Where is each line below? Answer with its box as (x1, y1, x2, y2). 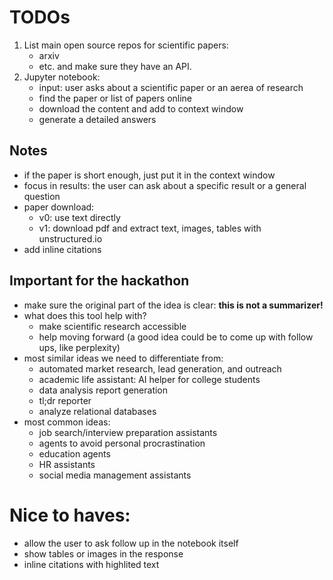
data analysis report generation (38, 384, 169, 396)
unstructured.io (38, 232, 103, 245)
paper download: (23, 201, 95, 213)
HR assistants (38, 458, 96, 470)
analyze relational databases (38, 405, 157, 417)
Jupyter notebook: (23, 71, 101, 83)
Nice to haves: (9, 504, 131, 526)
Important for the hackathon (9, 272, 190, 290)
